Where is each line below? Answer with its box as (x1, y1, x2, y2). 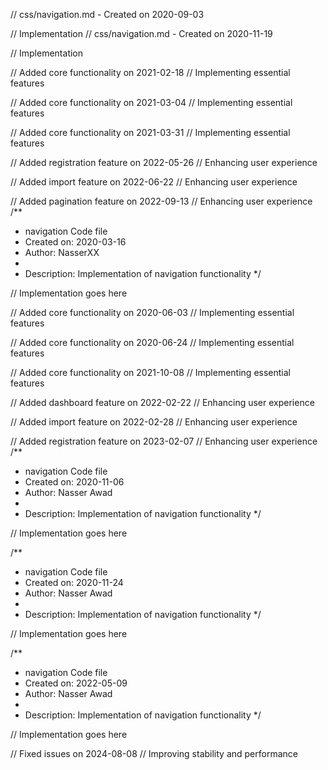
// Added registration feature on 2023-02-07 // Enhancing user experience (10, 435, 318, 447)
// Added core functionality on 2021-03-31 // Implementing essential (10, 127, 291, 138)
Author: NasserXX (24, 247, 100, 258)
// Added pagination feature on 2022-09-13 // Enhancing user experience (10, 195, 313, 207)
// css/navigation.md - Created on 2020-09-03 (10, 9, 205, 20)
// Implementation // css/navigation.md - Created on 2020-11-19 (10, 28, 273, 39)
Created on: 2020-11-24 (24, 577, 124, 588)
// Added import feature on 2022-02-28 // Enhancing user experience (10, 416, 298, 428)
